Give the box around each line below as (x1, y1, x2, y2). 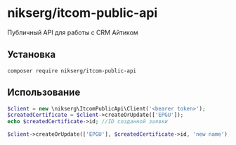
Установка (7, 49, 56, 61)
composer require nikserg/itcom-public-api (7, 67, 137, 75)
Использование (7, 87, 81, 99)
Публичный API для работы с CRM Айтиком (7, 28, 138, 37)
